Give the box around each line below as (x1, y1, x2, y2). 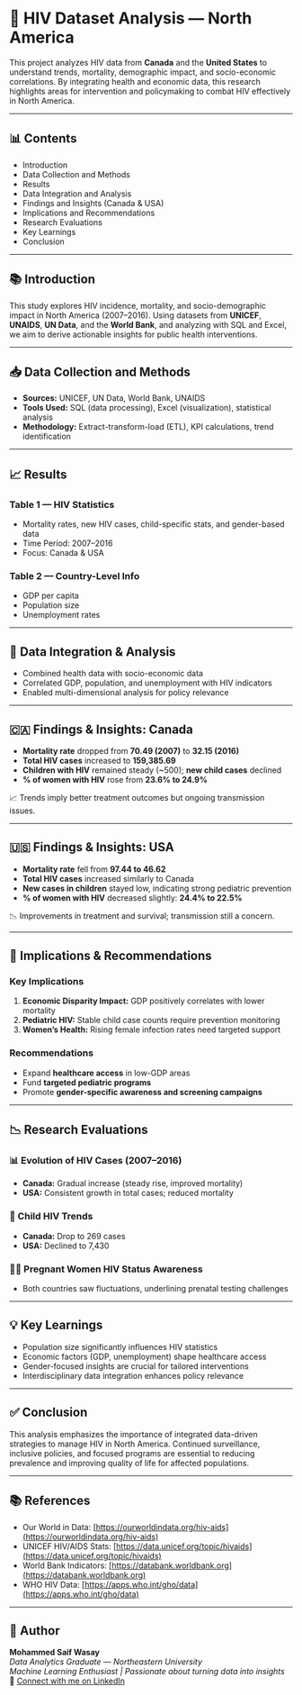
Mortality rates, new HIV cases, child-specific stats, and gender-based (22, 519, 285, 530)
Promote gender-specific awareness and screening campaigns (22, 1086, 263, 1097)
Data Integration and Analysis (22, 188, 132, 199)
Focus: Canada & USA (22, 548, 105, 558)
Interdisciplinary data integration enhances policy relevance (22, 1370, 244, 1381)
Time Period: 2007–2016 (22, 538, 113, 548)
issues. (9, 805, 36, 816)
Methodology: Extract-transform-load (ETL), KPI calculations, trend (22, 421, 274, 432)
